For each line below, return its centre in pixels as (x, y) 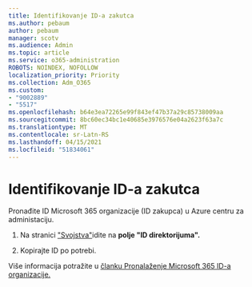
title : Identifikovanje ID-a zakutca (71, 16)
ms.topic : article (39, 53)
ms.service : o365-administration (64, 61)
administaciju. (31, 220)
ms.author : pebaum (39, 23)
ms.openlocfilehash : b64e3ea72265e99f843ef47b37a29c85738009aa (116, 113)
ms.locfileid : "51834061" (51, 149)
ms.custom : (26, 90)
